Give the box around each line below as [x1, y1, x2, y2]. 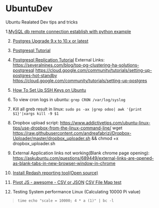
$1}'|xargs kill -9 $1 [12, 111, 59, 116]
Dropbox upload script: [12, 120, 59, 125]
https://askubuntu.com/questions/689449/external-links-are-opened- [12, 155, 154, 161]
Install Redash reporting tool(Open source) [12, 169, 99, 176]
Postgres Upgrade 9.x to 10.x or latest [12, 38, 89, 44]
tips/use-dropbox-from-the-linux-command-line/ [12, 125, 112, 131]
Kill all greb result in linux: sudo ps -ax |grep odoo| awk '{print [12, 106, 142, 112]
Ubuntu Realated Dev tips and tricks [5, 19, 78, 25]
